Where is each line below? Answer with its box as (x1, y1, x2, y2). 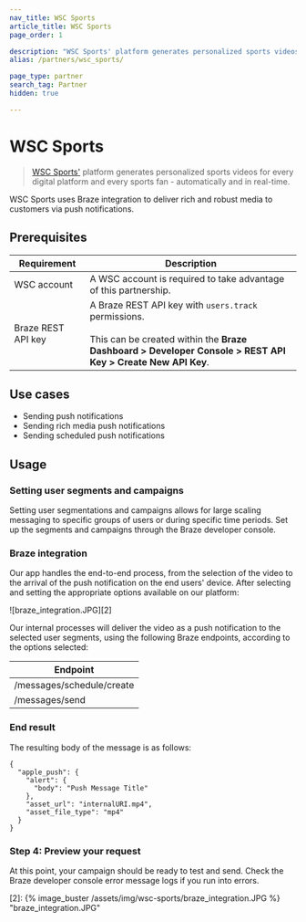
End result (9, 721, 56, 734)
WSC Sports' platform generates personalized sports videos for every (31, 166, 294, 177)
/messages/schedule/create (14, 679, 135, 692)
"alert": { (25, 775, 67, 785)
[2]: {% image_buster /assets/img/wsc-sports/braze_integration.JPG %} (9, 892, 280, 904)
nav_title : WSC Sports (9, 13, 96, 23)
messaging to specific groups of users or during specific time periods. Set (9, 515, 289, 525)
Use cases (9, 386, 70, 402)
